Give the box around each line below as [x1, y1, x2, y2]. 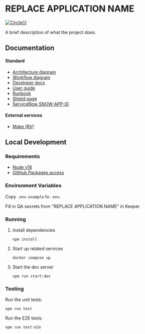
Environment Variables [5, 182, 62, 189]
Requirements [5, 153, 40, 160]
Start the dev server [12, 264, 54, 270]
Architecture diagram [12, 69, 56, 75]
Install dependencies [12, 227, 56, 233]
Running [5, 216, 26, 223]
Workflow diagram [12, 74, 51, 80]
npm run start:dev [12, 274, 51, 279]
